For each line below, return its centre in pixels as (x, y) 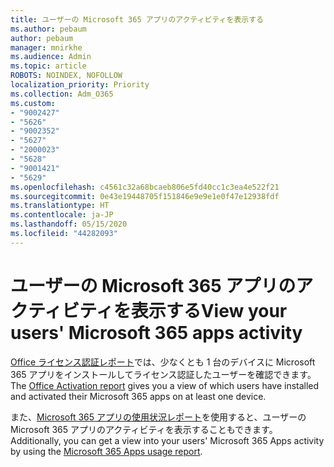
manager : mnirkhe (46, 47)
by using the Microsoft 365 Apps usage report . (106, 451)
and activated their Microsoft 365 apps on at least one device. (138, 396)
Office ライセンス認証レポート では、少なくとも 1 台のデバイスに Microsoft (163, 362)
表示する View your (209, 310)
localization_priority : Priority (80, 85)
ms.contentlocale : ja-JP (62, 215)
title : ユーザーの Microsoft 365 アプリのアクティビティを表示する (137, 19)
